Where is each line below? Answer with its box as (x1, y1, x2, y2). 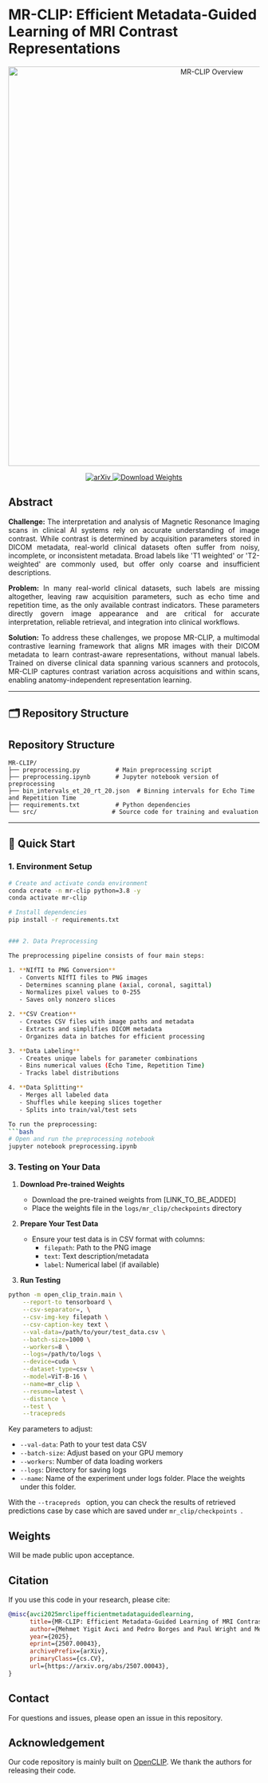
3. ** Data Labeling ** (8, 1046, 81, 1055)
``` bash (8, 1128, 34, 1136)
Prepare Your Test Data (19, 1219, 99, 1229)
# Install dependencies (8, 908, 88, 916)
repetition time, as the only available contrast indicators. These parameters (8, 600, 260, 610)
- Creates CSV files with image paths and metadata (18, 1018, 195, 1026)
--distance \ (22, 1395, 66, 1403)
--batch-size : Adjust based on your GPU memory (19, 1448, 183, 1458)
